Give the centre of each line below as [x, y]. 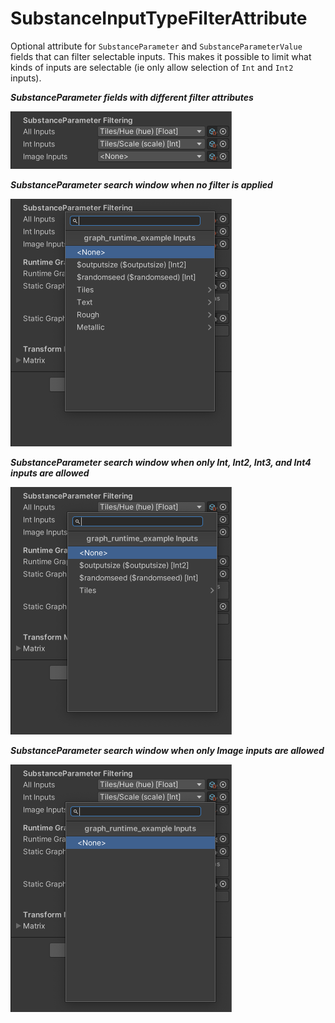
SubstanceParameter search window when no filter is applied [141, 184]
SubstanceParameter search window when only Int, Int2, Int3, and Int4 [161, 462]
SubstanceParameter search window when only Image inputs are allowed [167, 750]
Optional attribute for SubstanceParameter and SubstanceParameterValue [156, 46]
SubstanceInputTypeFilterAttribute [159, 18]
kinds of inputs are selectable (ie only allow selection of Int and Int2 [152, 67]
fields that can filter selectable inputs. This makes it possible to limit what [161, 56]
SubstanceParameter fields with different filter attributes [132, 97]
